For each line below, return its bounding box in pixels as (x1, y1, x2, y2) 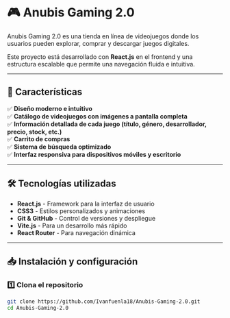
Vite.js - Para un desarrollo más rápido (16, 221, 127, 230)
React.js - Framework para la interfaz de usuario (16, 199, 155, 208)
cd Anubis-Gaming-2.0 (7, 305, 69, 312)
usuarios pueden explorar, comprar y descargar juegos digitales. (7, 39, 190, 47)
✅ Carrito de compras (7, 134, 71, 143)
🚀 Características (7, 86, 83, 98)
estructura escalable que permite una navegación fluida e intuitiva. (7, 60, 195, 68)
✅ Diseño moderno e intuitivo (7, 104, 92, 112)
